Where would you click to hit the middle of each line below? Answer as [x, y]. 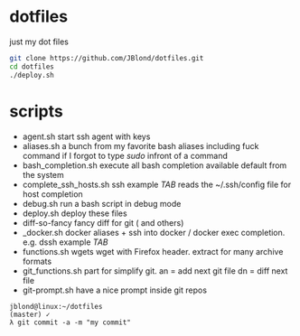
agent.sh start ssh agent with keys [86, 136]
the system [43, 174]
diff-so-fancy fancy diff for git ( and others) [103, 222]
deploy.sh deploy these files [75, 213]
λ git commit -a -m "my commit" [70, 322]
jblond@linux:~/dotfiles [56, 306]
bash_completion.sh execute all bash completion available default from [155, 165]
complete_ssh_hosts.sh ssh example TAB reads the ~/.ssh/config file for [157, 184]
